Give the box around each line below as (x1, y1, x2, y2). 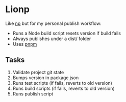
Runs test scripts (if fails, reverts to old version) (12, 80, 112, 86)
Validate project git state (12, 69, 64, 75)
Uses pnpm (12, 41, 37, 47)
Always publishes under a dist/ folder (12, 36, 91, 42)
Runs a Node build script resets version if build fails (12, 30, 121, 36)
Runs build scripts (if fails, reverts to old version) (12, 85, 115, 91)
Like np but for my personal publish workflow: (5, 20, 102, 26)
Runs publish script (12, 90, 54, 97)
